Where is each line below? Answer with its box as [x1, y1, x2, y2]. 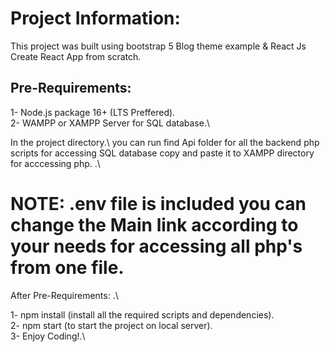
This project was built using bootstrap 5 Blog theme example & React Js [10, 40, 307, 52]
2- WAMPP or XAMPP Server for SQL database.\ [10, 117, 210, 129]
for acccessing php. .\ [10, 157, 101, 169]
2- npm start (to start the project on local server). [10, 319, 213, 331]
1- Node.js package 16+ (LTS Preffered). [10, 106, 176, 118]
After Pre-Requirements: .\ [10, 289, 119, 301]
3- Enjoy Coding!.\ [10, 330, 86, 342]
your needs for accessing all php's [10, 235, 303, 257]
